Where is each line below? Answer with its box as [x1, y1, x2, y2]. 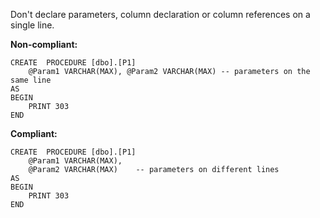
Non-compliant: [10, 39, 78, 50]
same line [10, 75, 52, 85]
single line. [10, 19, 55, 31]
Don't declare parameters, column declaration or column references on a [10, 9, 311, 20]
